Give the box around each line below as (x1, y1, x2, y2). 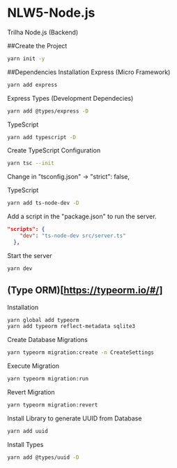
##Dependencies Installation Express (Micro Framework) (7, 68, 171, 76)
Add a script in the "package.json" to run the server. (7, 212, 157, 221)
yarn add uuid (7, 427, 49, 434)
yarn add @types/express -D (7, 107, 89, 115)
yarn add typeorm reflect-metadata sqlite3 (7, 323, 136, 330)
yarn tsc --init (7, 159, 54, 167)
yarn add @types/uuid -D (7, 453, 79, 461)
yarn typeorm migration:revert (7, 402, 98, 409)
